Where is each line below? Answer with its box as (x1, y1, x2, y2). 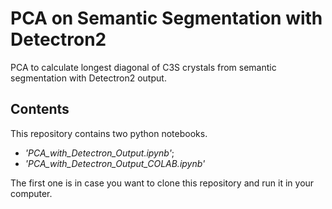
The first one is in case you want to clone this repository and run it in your (10, 177, 315, 189)
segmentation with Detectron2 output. (10, 72, 167, 84)
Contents (10, 101, 70, 118)
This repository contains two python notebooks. (10, 127, 208, 139)
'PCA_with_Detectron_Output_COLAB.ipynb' (24, 157, 206, 169)
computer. (10, 187, 53, 199)
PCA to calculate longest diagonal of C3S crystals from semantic (10, 61, 277, 73)
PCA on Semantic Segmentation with (10, 7, 323, 30)
